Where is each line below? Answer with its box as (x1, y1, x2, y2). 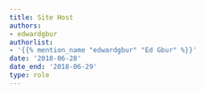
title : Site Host (9, 12, 74, 22)
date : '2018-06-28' (9, 54, 82, 63)
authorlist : (9, 37, 53, 47)
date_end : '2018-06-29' (9, 63, 98, 72)
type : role (9, 71, 50, 80)
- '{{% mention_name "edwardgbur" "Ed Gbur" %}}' (9, 46, 198, 55)
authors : (9, 21, 42, 30)
